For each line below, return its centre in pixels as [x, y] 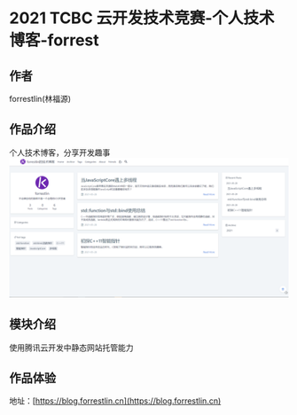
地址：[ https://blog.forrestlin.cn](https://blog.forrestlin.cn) [115, 401]
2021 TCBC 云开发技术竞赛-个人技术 [142, 18]
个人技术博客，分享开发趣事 [60, 153]
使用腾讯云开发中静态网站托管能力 [71, 348]
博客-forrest [54, 40]
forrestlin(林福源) [40, 99]
